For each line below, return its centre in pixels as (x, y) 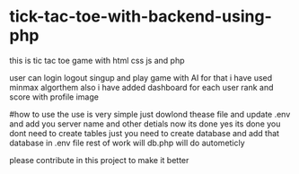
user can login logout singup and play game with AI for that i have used (141, 77)
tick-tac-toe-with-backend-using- (141, 17)
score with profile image (54, 97)
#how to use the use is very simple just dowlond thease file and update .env (150, 114)
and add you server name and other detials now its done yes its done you (145, 124)
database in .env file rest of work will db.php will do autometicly (127, 143)
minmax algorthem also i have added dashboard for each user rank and (141, 87)
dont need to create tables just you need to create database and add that (145, 133)
